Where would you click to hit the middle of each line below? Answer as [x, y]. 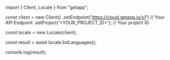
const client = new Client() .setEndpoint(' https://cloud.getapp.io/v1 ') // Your [85, 17]
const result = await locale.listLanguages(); [51, 42]
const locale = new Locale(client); [41, 32]
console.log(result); [26, 52]
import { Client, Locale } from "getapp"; [47, 7]
